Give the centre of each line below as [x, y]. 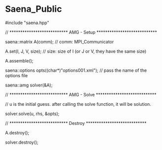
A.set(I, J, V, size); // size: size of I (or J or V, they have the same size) [76, 51]
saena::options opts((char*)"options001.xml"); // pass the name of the [76, 70]
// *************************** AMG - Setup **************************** [81, 32]
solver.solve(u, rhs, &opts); [32, 114]
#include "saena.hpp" [27, 23]
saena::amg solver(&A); [29, 85]
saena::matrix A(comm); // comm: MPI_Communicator [60, 42]
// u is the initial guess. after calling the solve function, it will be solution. [78, 104]
